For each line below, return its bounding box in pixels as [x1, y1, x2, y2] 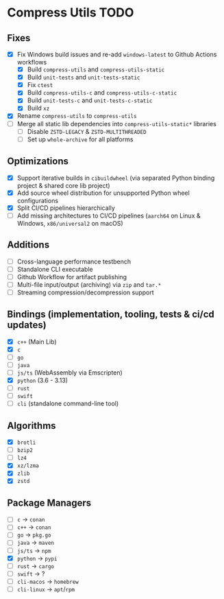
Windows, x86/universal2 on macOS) [16, 219, 123, 227]
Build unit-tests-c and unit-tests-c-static [27, 96, 153, 104]
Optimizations [7, 156, 69, 167]
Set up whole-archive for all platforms [27, 135, 134, 143]
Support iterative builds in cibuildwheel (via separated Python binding [16, 174, 215, 182]
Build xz [27, 104, 50, 113]
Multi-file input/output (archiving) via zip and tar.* [16, 280, 162, 289]
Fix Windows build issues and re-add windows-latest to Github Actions [16, 50, 217, 58]
